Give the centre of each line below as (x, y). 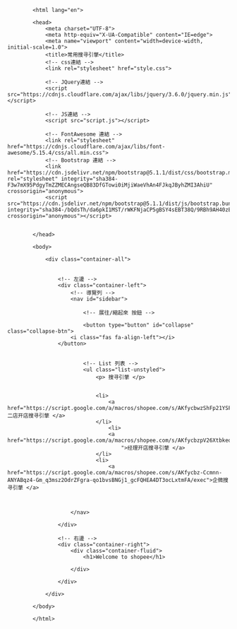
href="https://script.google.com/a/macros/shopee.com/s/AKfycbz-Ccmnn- (115, 473)
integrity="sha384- (90, 179)
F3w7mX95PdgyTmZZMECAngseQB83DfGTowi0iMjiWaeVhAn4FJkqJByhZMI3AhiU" (110, 185)
